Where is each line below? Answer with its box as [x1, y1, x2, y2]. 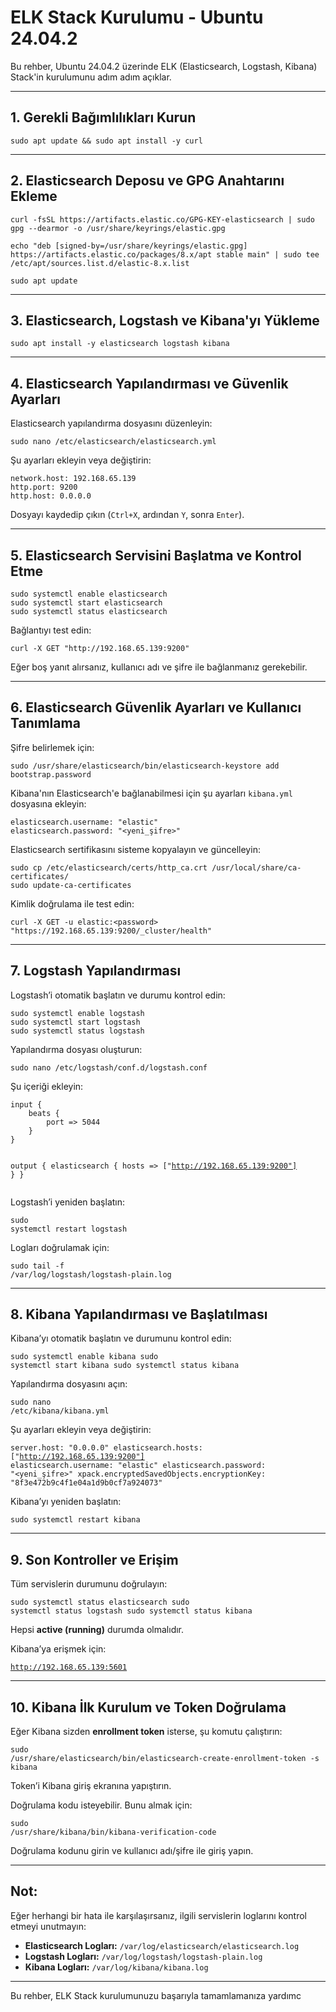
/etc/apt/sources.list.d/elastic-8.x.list [10, 258, 190, 268]
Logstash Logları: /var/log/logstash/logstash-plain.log [24, 1950, 263, 1962]
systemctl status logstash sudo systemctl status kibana [10, 1606, 253, 1616]
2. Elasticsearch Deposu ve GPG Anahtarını [10, 172, 285, 190]
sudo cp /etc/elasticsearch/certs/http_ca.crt [10, 862, 208, 873]
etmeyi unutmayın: [10, 1920, 87, 1932]
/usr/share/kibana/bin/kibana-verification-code [10, 1827, 217, 1838]
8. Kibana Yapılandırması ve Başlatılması [10, 1306, 268, 1323]
